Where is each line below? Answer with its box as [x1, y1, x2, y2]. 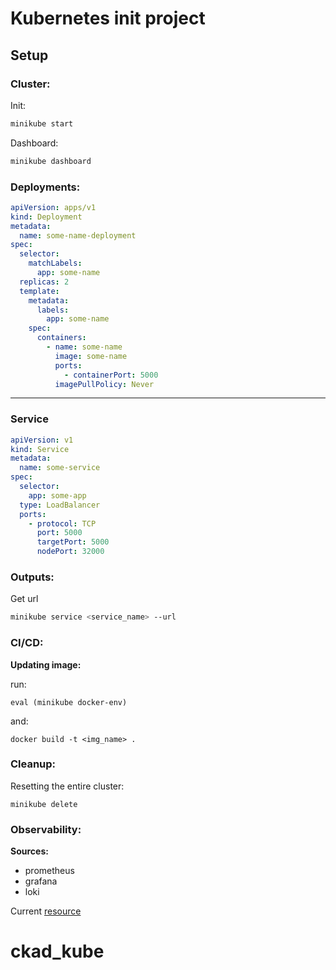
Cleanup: [10, 757, 57, 771]
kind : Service [10, 444, 70, 454]
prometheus [24, 865, 75, 877]
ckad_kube [10, 940, 105, 963]
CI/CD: [10, 636, 44, 650]
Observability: [10, 822, 82, 836]
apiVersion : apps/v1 [10, 202, 97, 212]
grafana [24, 875, 58, 887]
